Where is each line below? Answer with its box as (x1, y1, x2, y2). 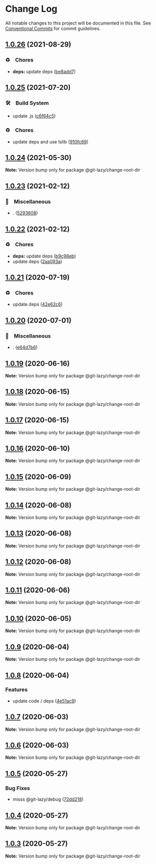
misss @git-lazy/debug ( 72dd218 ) (12, 796, 84, 802)
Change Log (5, 3, 57, 15)
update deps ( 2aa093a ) (12, 258, 63, 265)
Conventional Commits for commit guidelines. (5, 25, 101, 31)
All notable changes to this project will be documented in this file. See (5, 20, 151, 26)
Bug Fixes (5, 784, 30, 791)
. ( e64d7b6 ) (12, 344, 38, 350)
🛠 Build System (5, 99, 49, 106)
